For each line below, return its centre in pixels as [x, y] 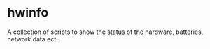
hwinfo [28, 13]
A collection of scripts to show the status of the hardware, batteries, [105, 32]
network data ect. [33, 39]
